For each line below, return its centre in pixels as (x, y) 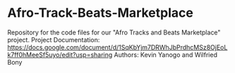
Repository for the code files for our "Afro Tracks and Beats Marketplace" (114, 32)
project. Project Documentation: (54, 39)
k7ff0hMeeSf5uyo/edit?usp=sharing (60, 55)
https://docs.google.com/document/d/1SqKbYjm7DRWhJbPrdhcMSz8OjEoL (117, 47)
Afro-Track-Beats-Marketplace (101, 13)
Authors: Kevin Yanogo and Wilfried (165, 55)
